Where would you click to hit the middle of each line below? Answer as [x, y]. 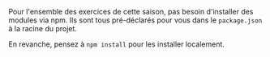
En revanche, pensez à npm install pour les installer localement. [117, 44]
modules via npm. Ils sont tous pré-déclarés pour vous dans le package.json [135, 20]
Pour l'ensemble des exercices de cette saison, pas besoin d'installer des [131, 12]
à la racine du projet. [43, 28]
